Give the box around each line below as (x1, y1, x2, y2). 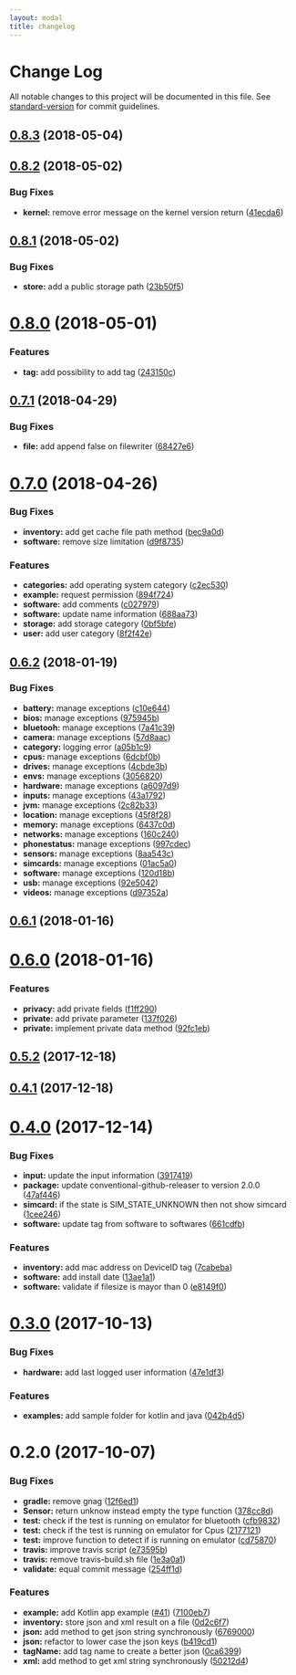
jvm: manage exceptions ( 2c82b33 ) (22, 800, 158, 811)
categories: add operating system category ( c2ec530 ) (22, 580, 230, 591)
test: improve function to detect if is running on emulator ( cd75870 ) (22, 1534, 277, 1545)
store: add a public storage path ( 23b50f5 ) (22, 281, 185, 292)
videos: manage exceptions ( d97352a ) (22, 886, 169, 897)
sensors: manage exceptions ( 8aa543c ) (22, 848, 175, 859)
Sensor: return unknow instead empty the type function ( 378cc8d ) (22, 1505, 274, 1516)
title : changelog (9, 22, 76, 31)
